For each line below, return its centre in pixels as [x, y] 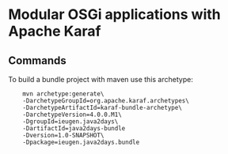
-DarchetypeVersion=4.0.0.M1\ [72, 115]
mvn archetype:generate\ [63, 94]
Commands [38, 60]
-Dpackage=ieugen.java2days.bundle [81, 142]
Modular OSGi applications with [114, 15]
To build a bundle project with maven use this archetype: [101, 79]
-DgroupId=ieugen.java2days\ [70, 122]
